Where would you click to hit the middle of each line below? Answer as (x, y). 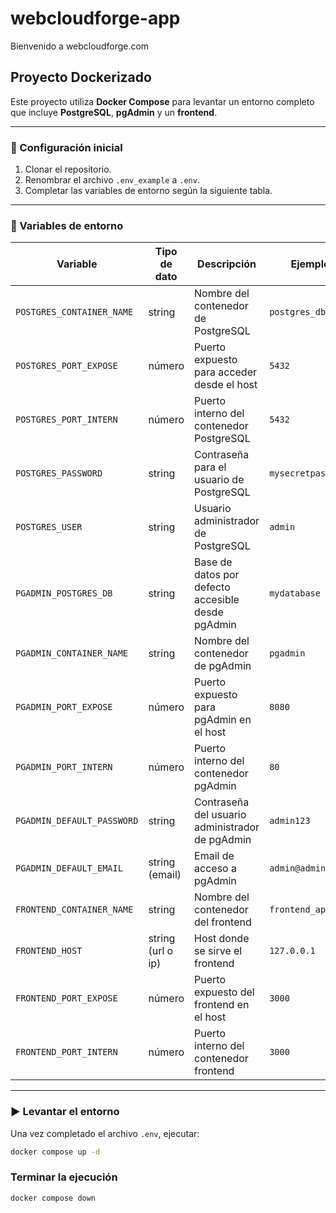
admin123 (290, 821)
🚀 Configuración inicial (66, 147)
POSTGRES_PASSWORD (59, 473)
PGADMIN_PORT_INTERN (64, 767)
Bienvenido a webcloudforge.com (80, 46)
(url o (161, 951)
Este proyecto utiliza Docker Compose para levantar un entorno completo (162, 101)
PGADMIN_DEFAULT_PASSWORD (77, 821)
